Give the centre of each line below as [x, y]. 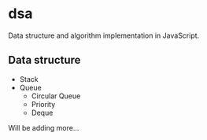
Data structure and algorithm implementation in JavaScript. [104, 35]
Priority [43, 104]
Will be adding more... [44, 127]
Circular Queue [56, 96]
